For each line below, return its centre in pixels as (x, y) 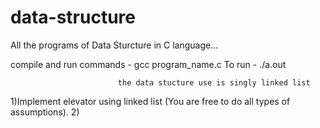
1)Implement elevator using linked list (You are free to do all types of (150, 101)
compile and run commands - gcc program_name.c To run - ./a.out (148, 64)
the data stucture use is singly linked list (214, 82)
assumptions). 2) (45, 112)
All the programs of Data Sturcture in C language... (114, 45)
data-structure (73, 17)
